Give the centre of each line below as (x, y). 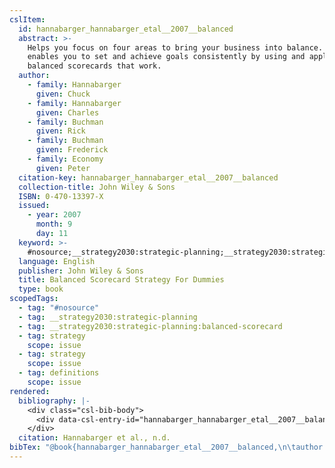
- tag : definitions (59, 373)
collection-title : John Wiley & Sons (97, 187)
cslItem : (27, 19)
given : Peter (63, 168)
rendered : (30, 391)
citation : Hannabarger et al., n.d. (94, 438)
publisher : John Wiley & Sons (81, 271)
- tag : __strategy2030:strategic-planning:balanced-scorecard (150, 326)
